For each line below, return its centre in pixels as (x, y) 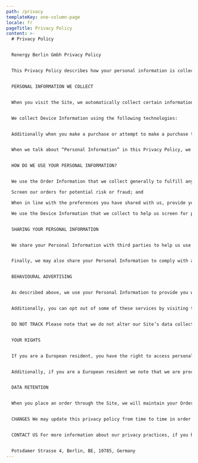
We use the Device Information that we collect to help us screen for (100, 213)
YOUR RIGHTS (26, 340)
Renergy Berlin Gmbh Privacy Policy (56, 55)
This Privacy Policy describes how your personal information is (93, 71)
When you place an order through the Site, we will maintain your (95, 403)
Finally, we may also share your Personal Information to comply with (100, 261)
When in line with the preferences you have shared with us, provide (98, 203)
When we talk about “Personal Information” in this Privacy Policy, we (101, 150)
